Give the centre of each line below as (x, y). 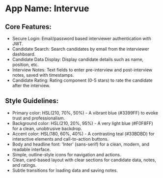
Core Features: (28, 27)
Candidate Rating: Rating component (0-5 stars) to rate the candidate (82, 80)
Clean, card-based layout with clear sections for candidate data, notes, (84, 160)
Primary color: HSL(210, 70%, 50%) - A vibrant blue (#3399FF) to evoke (85, 113)
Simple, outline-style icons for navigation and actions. (67, 154)
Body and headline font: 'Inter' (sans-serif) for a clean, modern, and (81, 144)
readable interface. (31, 149)
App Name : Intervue (47, 9)
